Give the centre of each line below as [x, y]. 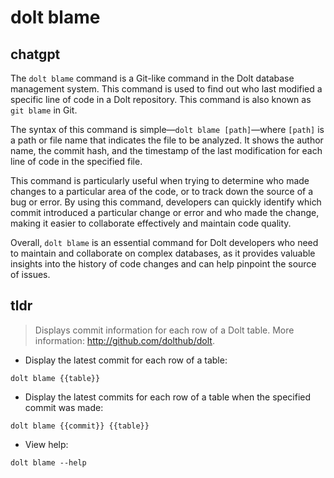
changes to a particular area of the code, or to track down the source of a [162, 191]
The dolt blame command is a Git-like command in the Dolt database [152, 78]
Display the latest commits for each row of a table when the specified [167, 397]
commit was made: [64, 407]
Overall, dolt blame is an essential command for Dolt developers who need [164, 242]
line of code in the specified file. [76, 161]
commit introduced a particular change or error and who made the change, [165, 212]
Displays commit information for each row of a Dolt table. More [164, 330]
